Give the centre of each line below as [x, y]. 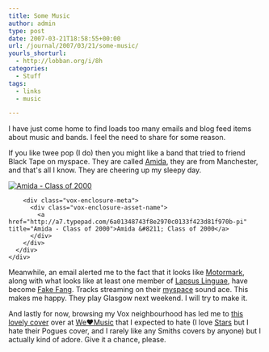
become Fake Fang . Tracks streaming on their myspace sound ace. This [128, 290]
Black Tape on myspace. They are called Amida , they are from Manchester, [133, 162]
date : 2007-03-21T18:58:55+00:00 [65, 38]
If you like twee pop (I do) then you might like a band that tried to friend [127, 153]
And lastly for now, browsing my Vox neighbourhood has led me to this [126, 314]
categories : [28, 69]
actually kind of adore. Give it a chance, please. [88, 340]
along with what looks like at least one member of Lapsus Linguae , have [128, 281]
